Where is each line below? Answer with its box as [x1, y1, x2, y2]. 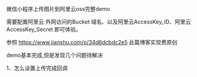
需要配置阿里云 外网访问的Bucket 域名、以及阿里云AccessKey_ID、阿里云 [6, 18, 191, 25]
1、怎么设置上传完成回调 [6, 64, 68, 72]
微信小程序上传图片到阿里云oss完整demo [6, 5, 110, 12]
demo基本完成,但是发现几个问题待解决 [6, 52, 103, 59]
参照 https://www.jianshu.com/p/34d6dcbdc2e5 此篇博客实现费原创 [6, 39, 177, 45]
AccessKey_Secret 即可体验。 [6, 26, 81, 33]
